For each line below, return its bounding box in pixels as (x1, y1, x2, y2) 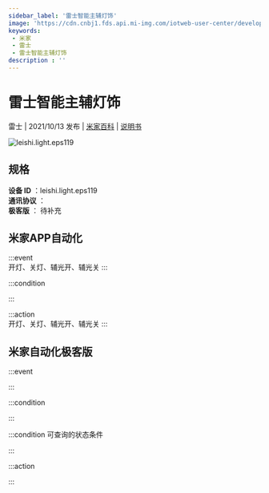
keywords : (8, 26, 42, 34)
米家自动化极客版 (8, 345, 93, 358)
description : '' (8, 57, 66, 65)
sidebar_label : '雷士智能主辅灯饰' (8, 11, 118, 20)
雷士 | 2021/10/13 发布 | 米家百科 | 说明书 (8, 121, 143, 131)
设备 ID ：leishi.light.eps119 (8, 185, 98, 195)
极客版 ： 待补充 (8, 205, 62, 215)
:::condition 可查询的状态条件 (8, 430, 104, 439)
